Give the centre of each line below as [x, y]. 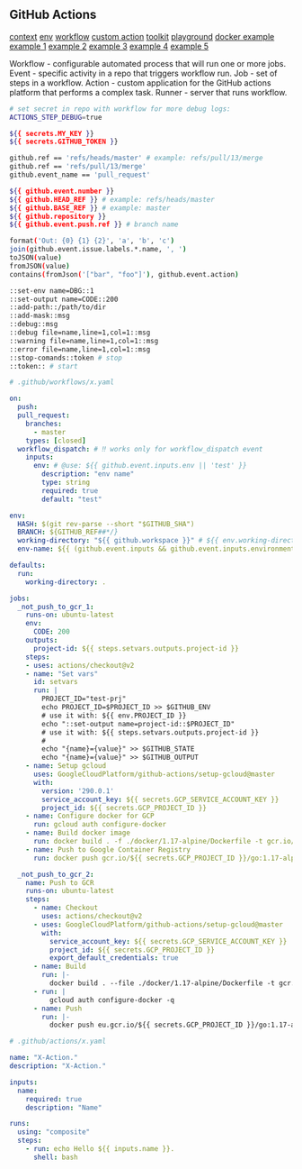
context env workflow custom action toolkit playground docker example [142, 36]
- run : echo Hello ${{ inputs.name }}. [100, 1149]
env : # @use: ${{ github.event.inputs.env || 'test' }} [140, 466]
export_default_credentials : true [114, 958]
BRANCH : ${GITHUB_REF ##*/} [68, 532]
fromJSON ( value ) [40, 266]
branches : [44, 424]
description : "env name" [88, 474]
